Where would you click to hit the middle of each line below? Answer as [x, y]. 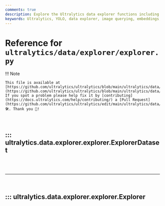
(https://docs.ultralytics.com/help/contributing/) [59, 100]
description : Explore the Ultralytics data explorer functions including [82, 14]
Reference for [34, 43]
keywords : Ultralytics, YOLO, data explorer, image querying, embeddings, [83, 19]
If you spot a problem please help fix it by [52, 96]
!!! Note [13, 74]
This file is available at [33, 83]
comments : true [21, 10]
